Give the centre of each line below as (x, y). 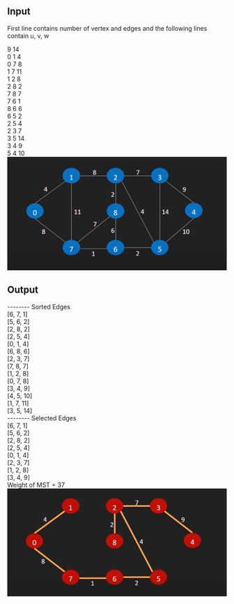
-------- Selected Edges (42, 418)
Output (23, 290)
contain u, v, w (28, 36)
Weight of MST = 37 (36, 485)
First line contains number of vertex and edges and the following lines (107, 28)
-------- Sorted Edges (39, 307)
